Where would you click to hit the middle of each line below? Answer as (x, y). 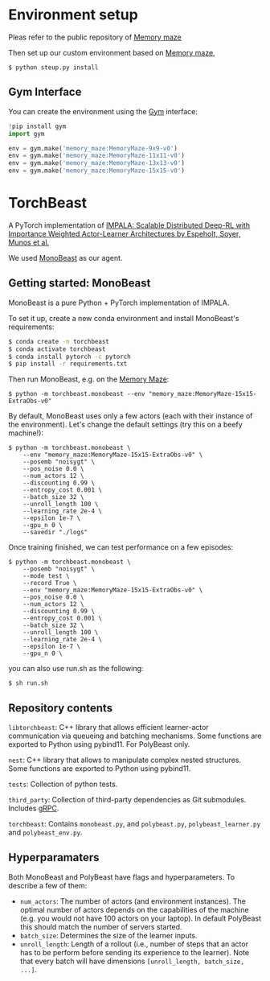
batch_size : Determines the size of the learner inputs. (109, 935)
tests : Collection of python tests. (63, 784)
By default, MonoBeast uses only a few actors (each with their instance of (131, 416)
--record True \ (50, 583)
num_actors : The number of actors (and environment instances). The (133, 901)
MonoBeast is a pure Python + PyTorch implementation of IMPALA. (119, 303)
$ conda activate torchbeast (57, 349)
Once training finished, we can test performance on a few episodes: (121, 547)
